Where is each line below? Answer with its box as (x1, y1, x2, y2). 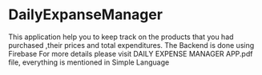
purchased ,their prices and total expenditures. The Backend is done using (8, 40, 255, 49)
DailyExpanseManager (8, 6, 163, 24)
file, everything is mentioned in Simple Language (8, 57, 170, 67)
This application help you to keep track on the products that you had (8, 32, 234, 41)
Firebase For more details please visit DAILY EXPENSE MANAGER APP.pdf (8, 49, 253, 58)
